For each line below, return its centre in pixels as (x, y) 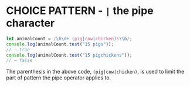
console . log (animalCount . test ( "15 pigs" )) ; (60, 44)
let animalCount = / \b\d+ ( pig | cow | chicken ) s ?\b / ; (69, 39)
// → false (19, 60)
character (30, 23)
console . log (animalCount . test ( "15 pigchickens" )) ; (69, 55)
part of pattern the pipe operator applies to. (59, 78)
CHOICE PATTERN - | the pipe (80, 11)
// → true (18, 50)
